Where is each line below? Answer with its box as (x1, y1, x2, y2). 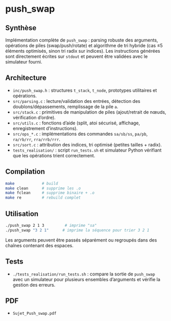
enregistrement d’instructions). (12, 125, 78, 131)
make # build (5, 181, 58, 186)
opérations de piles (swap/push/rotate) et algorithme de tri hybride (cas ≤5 (5, 42, 163, 49)
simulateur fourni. (5, 59, 42, 65)
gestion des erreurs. (12, 282, 56, 288)
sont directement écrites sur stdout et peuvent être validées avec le (5, 53, 148, 59)
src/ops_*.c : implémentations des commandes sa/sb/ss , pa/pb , (12, 131, 148, 137)
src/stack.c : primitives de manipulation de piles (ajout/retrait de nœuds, (12, 109, 166, 115)
